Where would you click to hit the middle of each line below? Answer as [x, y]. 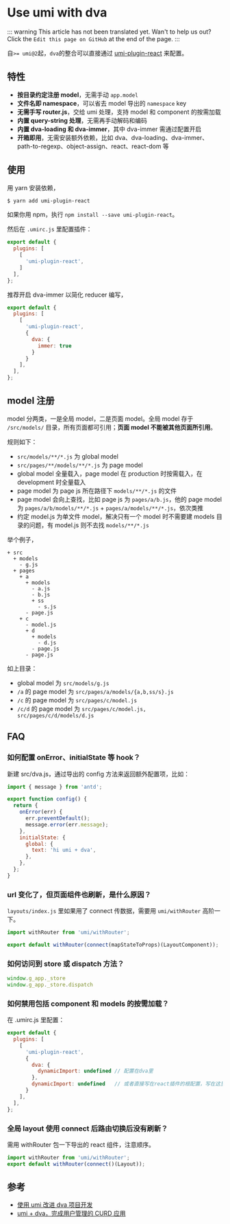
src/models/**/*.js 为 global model [67, 456]
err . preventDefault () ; [57, 818]
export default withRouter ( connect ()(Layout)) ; [76, 1164]
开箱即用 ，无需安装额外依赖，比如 [65, 137]
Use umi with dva [57, 13]
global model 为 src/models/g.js [63, 683]
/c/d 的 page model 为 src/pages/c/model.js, [81, 708]
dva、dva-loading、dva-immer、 [162, 137]
